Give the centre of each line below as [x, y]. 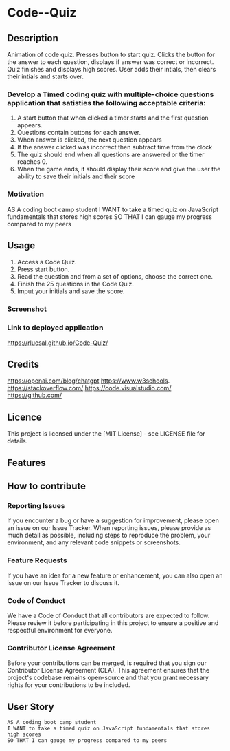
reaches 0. [32, 162]
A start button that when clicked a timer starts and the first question [113, 118]
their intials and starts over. [45, 76]
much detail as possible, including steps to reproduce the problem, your [109, 536]
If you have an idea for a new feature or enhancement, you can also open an [115, 575]
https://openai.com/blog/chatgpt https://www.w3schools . [89, 381]
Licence [25, 417]
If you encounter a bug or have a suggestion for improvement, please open [113, 520]
